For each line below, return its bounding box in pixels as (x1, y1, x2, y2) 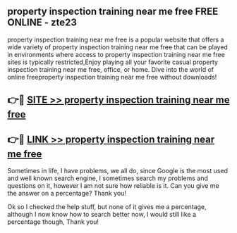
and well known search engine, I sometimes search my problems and (7, 174, 208, 182)
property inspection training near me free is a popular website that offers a (7, 35, 224, 44)
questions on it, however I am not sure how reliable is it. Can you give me (7, 182, 220, 190)
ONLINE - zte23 (7, 17, 78, 29)
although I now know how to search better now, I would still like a (7, 210, 196, 219)
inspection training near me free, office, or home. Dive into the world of (7, 65, 214, 73)
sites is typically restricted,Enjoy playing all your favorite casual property (7, 58, 219, 66)
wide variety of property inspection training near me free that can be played (7, 42, 228, 51)
